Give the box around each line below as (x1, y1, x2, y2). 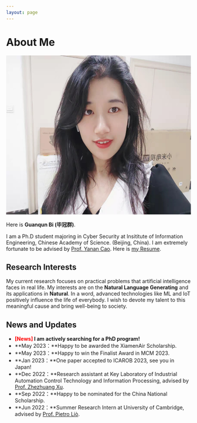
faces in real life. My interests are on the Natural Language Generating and (6, 284, 189, 291)
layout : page (6, 9, 38, 15)
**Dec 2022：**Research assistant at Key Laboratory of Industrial (14, 371, 178, 378)
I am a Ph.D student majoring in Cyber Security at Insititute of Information (6, 233, 184, 240)
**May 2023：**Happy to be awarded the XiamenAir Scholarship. (14, 343, 177, 350)
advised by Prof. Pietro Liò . (14, 411, 80, 418)
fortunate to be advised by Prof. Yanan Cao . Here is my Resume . (6, 245, 161, 252)
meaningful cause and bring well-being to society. (6, 303, 128, 310)
